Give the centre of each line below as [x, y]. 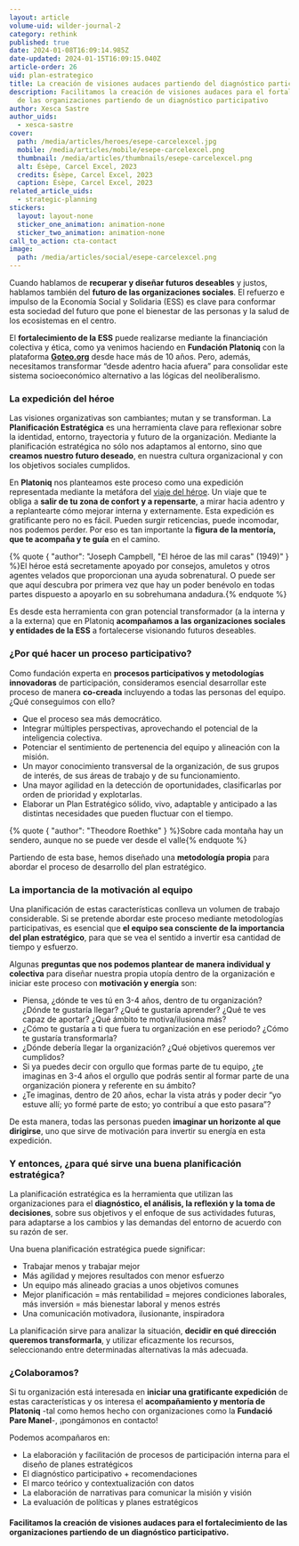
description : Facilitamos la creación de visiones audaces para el [137, 92]
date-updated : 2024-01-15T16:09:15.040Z [85, 59]
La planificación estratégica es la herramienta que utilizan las [121, 1194]
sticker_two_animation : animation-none [91, 232]
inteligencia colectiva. [62, 737]
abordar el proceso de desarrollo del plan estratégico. [108, 866]
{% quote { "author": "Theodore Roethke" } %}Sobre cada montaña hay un [146, 830]
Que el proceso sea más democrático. [92, 718]
